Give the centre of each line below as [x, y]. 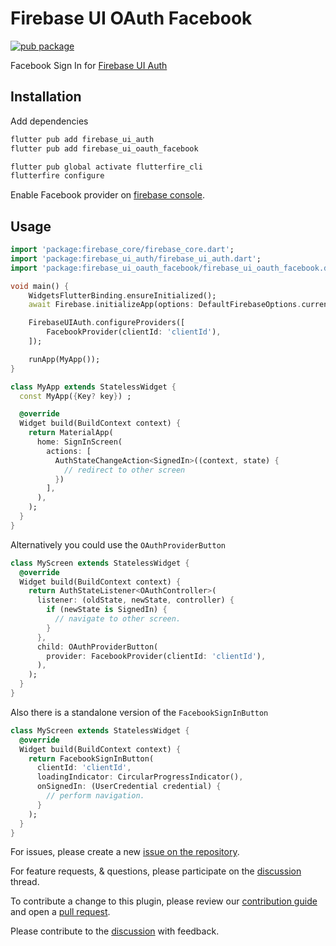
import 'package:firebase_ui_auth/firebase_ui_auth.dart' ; [136, 258]
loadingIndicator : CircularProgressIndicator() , [140, 777]
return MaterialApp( [71, 433]
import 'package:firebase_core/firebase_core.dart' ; [122, 250]
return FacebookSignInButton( [91, 758]
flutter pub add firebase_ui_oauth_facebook [104, 148]
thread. [25, 882]
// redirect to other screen [124, 470]
